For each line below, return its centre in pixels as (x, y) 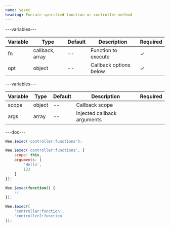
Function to (104, 50)
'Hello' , (33, 165)
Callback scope (95, 105)
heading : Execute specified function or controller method (69, 15)
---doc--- (15, 132)
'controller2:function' (39, 216)
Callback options (110, 65)
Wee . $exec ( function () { (30, 188)
